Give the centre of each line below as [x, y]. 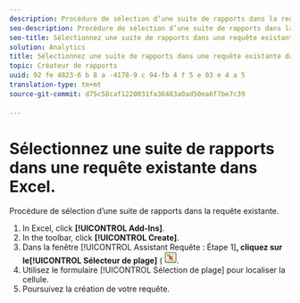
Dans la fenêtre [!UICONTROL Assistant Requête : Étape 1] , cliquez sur [152, 247]
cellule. [35, 280]
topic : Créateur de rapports [63, 66]
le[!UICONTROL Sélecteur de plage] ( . [100, 261]
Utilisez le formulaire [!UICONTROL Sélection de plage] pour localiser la [154, 270]
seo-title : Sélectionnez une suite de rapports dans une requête [133, 37]
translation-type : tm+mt [55, 85]
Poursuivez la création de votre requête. [96, 289]
